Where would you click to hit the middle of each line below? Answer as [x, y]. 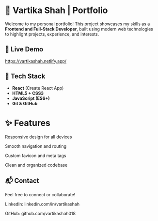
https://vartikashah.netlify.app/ [36, 61]
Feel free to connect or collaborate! [40, 195]
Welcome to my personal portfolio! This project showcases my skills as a [78, 24]
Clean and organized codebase [36, 165]
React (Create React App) [38, 88]
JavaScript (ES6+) [31, 98]
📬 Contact [22, 181]
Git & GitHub [25, 103]
